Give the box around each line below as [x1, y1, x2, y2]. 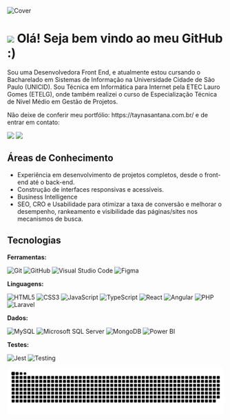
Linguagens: [7, 279, 44, 288]
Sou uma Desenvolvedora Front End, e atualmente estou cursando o [7, 68, 201, 76]
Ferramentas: [7, 252, 47, 261]
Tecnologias [7, 234, 61, 246]
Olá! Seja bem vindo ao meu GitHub [17, 31, 223, 46]
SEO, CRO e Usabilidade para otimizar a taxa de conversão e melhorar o [17, 200, 222, 208]
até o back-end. [30, 178, 75, 186]
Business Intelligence [17, 192, 78, 201]
